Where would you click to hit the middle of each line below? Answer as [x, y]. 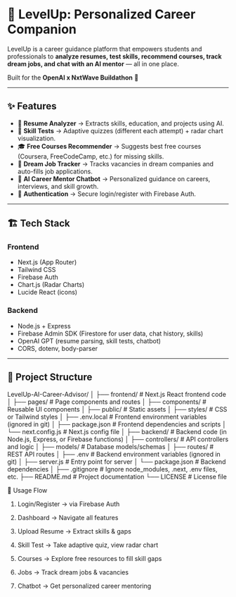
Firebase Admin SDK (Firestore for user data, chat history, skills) [110, 333]
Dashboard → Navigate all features [68, 517]
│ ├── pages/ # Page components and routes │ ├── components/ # [107, 402]
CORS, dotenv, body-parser [58, 348]
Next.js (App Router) [47, 262]
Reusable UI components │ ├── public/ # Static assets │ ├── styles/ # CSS [117, 409]
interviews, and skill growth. [58, 186]
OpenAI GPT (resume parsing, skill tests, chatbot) [89, 340]
